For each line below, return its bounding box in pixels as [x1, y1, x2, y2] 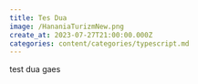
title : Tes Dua [9, 13, 68, 23]
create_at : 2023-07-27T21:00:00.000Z [9, 30, 153, 39]
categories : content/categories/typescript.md [9, 38, 190, 48]
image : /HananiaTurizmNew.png [9, 22, 125, 31]
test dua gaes [9, 64, 61, 75]
